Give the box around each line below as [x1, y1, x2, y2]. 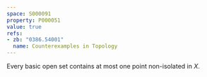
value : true [6, 23, 42, 30]
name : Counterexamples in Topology [13, 43, 118, 50]
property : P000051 [6, 17, 61, 24]
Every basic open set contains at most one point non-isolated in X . [6, 62, 201, 70]
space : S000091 [6, 10, 52, 17]
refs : [6, 29, 23, 37]
